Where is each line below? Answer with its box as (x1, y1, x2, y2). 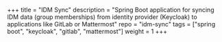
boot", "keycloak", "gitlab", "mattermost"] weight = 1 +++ (7, 27, 168, 35)
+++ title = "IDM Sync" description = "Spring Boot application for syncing (7, 6, 214, 14)
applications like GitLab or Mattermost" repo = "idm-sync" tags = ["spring (7, 20, 216, 28)
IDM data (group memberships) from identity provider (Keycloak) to (7, 13, 197, 21)
